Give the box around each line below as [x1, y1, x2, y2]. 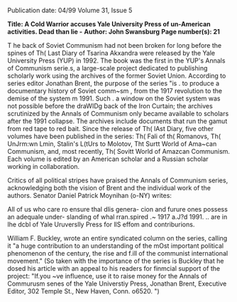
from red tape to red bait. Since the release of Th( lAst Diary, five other [7, 125, 214, 132]
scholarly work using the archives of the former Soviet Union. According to [7, 71, 226, 80]
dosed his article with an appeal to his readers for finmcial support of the [7, 264, 221, 273]
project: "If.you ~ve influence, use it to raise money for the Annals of [7, 272, 207, 280]
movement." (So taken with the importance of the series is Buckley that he [7, 256, 224, 265]
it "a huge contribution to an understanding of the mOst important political [7, 241, 224, 250]
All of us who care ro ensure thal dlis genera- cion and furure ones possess [7, 205, 228, 213]
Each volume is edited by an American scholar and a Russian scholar [7, 155, 209, 163]
